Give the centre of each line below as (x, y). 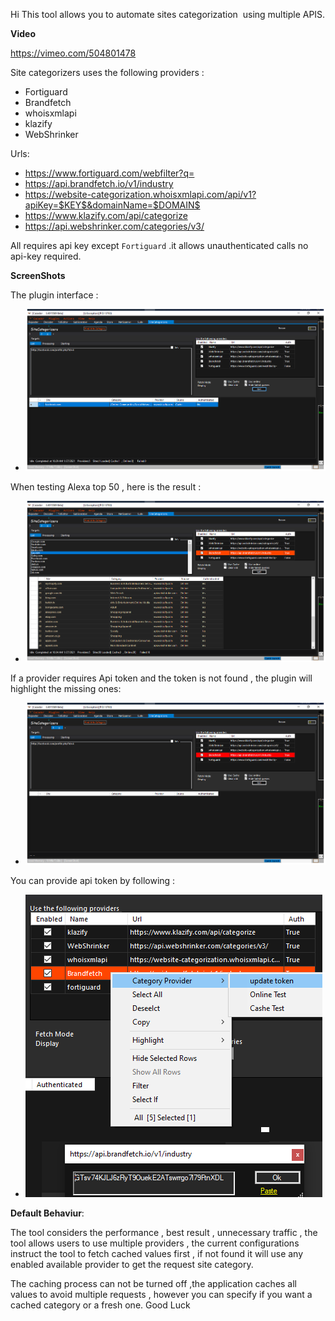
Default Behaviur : (47, 1213)
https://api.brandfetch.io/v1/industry (99, 183)
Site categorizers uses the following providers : (107, 72)
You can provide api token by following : (93, 880)
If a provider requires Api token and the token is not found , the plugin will (161, 678)
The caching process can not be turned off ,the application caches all (154, 1283)
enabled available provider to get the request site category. (132, 1264)
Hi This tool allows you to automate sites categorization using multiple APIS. (168, 14)
